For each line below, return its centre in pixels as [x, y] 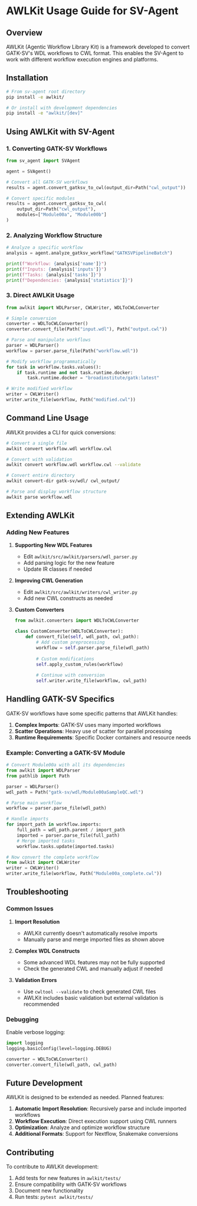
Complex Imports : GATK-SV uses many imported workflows [88, 724]
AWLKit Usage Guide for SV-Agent [92, 11]
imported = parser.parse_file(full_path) [68, 835]
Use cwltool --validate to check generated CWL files [90, 992]
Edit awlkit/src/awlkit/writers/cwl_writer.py [80, 592]
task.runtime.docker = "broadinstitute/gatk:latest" [93, 378]
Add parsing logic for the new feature [69, 563]
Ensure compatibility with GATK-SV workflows [70, 1184]
